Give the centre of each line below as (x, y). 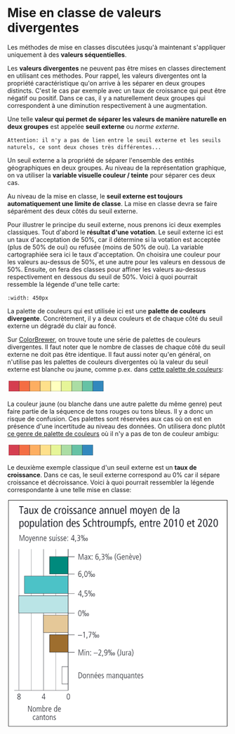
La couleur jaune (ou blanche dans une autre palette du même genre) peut (115, 404)
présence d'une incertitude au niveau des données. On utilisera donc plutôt (116, 426)
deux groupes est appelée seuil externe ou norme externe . (94, 126)
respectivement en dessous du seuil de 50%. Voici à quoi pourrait (102, 277)
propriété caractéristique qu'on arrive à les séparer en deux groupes (106, 83)
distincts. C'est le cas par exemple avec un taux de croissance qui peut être (117, 90)
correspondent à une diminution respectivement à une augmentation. (107, 105)
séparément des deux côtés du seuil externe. (73, 211)
